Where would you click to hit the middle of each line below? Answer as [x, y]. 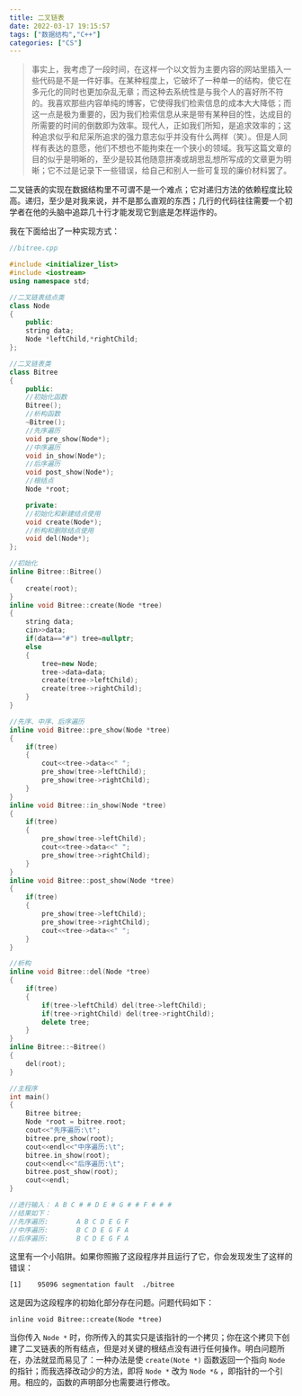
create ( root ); [52, 588]
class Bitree [34, 372]
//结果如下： [30, 1213]
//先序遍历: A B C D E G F [69, 1222]
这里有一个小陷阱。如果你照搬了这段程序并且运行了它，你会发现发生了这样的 [151, 1257]
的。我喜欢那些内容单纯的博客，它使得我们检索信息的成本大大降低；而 [161, 103]
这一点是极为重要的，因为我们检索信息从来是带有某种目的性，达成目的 [161, 114]
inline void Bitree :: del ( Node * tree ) [80, 972]
